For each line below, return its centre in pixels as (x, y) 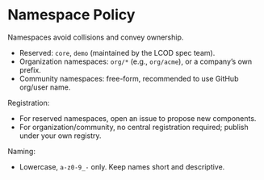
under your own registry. (60, 136)
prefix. (30, 69)
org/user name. (45, 87)
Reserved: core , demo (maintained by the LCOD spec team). (117, 52)
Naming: (21, 151)
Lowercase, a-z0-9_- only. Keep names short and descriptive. (122, 166)
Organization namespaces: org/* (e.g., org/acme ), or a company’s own (136, 61)
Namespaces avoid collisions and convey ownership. (96, 37)
